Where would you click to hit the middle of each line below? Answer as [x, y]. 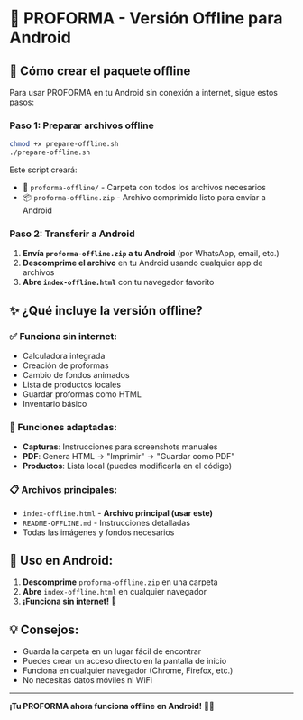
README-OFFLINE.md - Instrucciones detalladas [106, 522]
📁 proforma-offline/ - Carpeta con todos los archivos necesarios [144, 188]
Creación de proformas [66, 365]
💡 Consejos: [44, 629]
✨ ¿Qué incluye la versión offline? [106, 310]
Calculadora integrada [64, 356]
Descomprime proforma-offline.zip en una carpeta [120, 582]
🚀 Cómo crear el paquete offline [100, 71]
